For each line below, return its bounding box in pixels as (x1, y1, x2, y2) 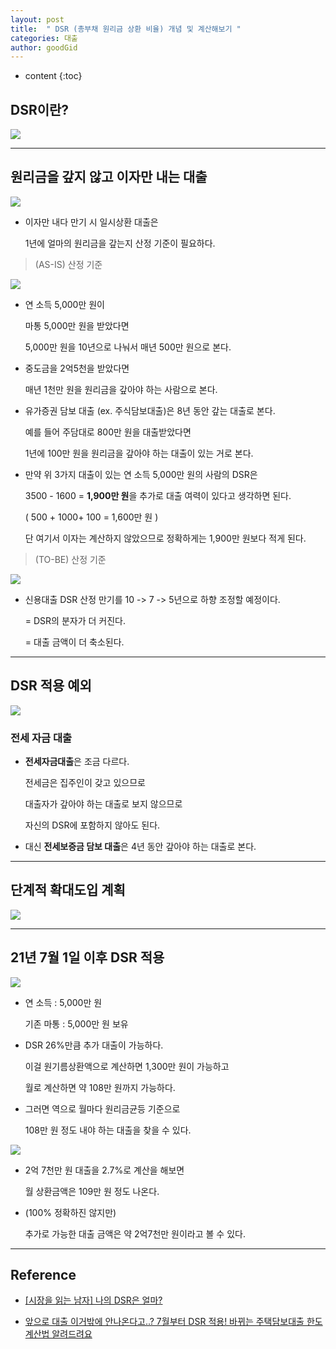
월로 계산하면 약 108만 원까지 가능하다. (24, 1081, 176, 1093)
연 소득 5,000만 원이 (24, 298, 105, 310)
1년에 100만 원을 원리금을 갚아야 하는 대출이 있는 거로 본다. (24, 447, 254, 459)
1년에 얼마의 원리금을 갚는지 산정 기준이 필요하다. (24, 237, 216, 249)
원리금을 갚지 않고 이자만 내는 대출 (10, 169, 208, 186)
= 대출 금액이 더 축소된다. (24, 636, 125, 648)
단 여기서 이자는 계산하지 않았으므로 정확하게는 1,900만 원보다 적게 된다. (24, 532, 307, 544)
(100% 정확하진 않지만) (24, 1206, 117, 1218)
